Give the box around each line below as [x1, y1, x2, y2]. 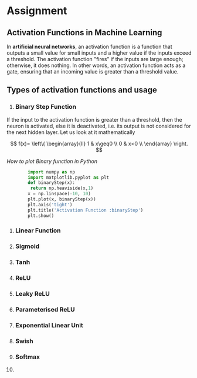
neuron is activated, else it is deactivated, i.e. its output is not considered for [6, 122, 191, 129]
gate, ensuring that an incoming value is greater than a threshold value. [6, 68, 179, 75]
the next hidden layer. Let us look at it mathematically [6, 128, 135, 136]
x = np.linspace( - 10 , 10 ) [28, 191, 91, 197]
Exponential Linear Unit [15, 322, 84, 330]
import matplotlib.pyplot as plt [28, 175, 110, 180]
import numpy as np [28, 169, 76, 175]
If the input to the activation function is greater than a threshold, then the [6, 116, 182, 123]
